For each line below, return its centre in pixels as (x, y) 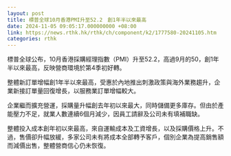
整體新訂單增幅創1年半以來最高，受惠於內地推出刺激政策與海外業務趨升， (111, 82)
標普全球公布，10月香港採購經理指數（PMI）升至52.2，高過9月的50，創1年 (113, 60)
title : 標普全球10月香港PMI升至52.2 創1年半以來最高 (77, 20)
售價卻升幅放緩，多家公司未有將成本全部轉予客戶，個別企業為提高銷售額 (121, 137)
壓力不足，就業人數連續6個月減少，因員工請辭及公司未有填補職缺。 (108, 114)
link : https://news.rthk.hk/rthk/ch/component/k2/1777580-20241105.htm (112, 32)
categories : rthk (32, 39)
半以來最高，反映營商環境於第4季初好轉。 (66, 68)
